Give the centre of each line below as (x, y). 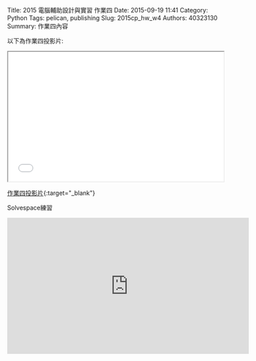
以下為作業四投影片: (36, 41)
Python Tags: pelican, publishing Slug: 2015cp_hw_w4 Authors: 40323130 (112, 18)
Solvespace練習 (30, 207)
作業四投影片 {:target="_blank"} (51, 193)
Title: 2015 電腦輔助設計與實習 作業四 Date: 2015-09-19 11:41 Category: (108, 10)
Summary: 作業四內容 (38, 26)
